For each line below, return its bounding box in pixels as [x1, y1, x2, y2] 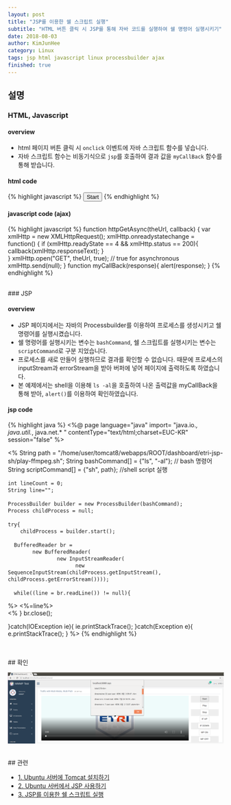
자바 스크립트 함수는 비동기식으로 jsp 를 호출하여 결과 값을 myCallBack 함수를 [17, 152, 223, 160]
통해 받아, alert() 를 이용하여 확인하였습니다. [17, 389, 138, 398]
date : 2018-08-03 [8, 33, 58, 40]
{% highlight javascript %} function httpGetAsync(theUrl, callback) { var [8, 225, 211, 233]
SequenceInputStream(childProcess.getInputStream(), [8, 569, 162, 576]
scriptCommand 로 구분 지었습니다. [17, 346, 108, 355]
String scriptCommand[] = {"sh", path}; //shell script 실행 [8, 466, 168, 474]
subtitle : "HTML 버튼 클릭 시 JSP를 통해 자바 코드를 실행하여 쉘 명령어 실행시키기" [8, 25, 222, 32]
